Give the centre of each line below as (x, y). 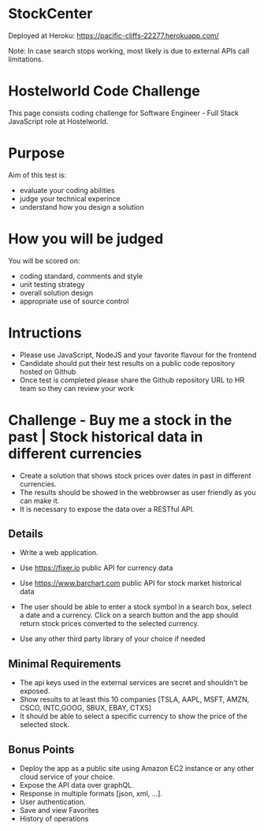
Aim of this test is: (37, 175)
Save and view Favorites (59, 811)
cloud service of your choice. (67, 777)
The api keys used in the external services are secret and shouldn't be (134, 683)
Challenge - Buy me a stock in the (120, 420)
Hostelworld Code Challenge (104, 91)
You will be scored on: (44, 260)
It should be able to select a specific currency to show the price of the (134, 716)
